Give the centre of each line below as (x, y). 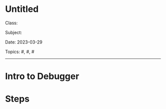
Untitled (22, 9)
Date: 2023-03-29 (24, 42)
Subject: (14, 32)
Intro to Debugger (42, 77)
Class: (12, 23)
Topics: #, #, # (20, 52)
